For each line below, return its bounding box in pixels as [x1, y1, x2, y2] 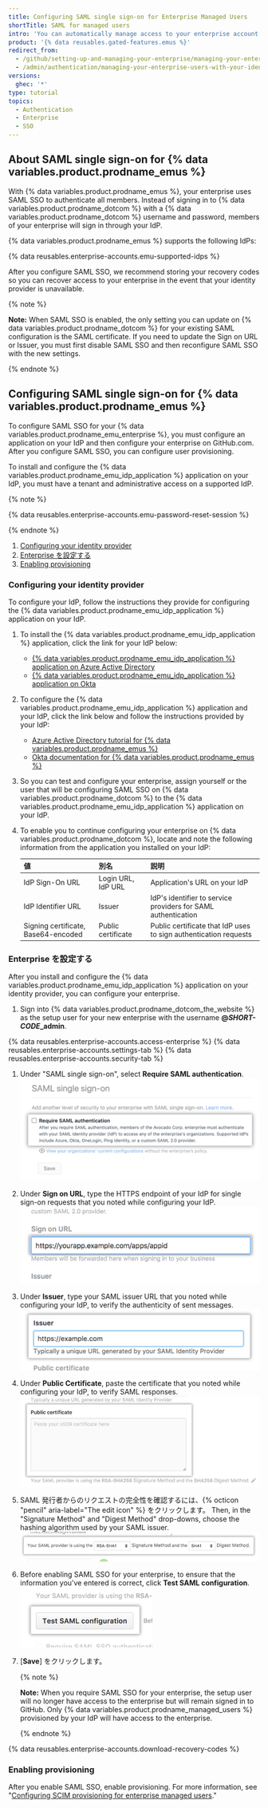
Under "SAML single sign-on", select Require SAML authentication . [19, 1069, 244, 1078]
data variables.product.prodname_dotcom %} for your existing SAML [8, 323, 235, 333]
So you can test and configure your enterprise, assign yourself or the [19, 776, 247, 785]
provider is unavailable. [8, 283, 85, 293]
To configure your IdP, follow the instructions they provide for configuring [8, 597, 250, 607]
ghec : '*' [15, 80, 48, 88]
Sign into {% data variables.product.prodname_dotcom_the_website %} [19, 1004, 255, 1014]
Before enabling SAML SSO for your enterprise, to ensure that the [19, 1569, 236, 1579]
